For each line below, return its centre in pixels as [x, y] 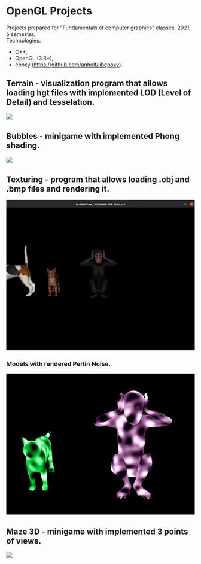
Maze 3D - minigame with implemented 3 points [97, 531]
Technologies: [24, 40]
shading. [23, 146]
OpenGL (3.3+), [34, 58]
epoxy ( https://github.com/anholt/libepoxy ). [68, 65]
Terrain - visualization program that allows [87, 84]
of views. [24, 541]
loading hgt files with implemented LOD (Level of [99, 93]
